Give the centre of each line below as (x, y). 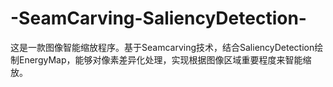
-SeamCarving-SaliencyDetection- (158, 18)
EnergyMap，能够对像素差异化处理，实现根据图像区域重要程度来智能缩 (165, 59)
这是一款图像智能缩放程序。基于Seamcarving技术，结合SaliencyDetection (162, 47)
